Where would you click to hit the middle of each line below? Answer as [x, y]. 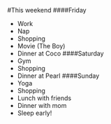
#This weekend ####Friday [47, 10]
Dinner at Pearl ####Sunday [58, 76]
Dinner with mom [42, 105]
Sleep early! [35, 113]
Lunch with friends [44, 98]
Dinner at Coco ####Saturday [60, 53]
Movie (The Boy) [41, 46]
